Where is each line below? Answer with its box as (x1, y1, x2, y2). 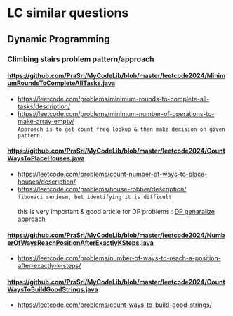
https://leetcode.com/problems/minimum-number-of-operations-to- (17, 109, 215, 118)
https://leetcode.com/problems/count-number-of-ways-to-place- (17, 170, 208, 178)
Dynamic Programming (7, 33, 110, 45)
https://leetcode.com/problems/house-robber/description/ (17, 184, 187, 193)
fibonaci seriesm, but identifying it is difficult (17, 194, 172, 201)
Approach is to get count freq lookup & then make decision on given (17, 125, 226, 133)
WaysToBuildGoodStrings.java (7, 285, 98, 293)
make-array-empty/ (17, 117, 74, 125)
